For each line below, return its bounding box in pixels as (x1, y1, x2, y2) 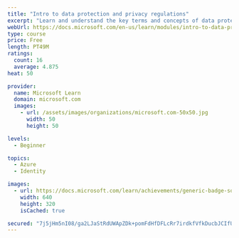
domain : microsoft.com (14, 96, 81, 103)
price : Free (7, 37, 43, 44)
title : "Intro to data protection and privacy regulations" (7, 10, 190, 18)
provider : (7, 82, 37, 90)
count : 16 (14, 57, 43, 64)
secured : (7, 220, 33, 227)
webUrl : (7, 23, 31, 31)
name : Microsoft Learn (14, 90, 81, 97)
